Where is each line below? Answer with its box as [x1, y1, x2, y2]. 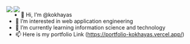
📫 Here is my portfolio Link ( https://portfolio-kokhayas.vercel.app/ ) [15, 31, 185, 38]
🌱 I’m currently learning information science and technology [15, 24, 166, 31]
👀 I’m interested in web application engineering [15, 17, 133, 25]
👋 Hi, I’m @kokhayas [21, 11, 72, 18]
